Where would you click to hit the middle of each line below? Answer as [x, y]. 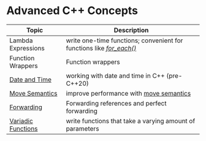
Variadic [21, 121]
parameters [82, 128]
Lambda [21, 40]
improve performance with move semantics [128, 93]
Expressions [27, 48]
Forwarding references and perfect [116, 103]
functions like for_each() [101, 48]
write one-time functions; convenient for [124, 40]
